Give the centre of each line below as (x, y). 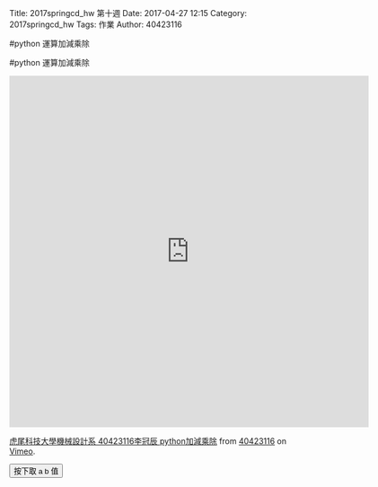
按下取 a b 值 (36, 471)
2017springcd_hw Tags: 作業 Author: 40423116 (96, 24)
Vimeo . (22, 451)
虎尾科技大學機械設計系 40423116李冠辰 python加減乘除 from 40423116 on (148, 441)
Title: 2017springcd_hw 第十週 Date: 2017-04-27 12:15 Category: (128, 13)
